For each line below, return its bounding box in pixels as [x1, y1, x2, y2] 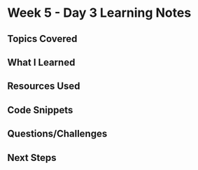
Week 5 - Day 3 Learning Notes [7, 5, 192, 21]
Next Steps [7, 152, 57, 164]
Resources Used [7, 80, 80, 92]
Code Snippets [7, 104, 73, 116]
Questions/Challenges [7, 128, 108, 140]
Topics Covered [7, 33, 78, 45]
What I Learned [7, 56, 76, 68]
